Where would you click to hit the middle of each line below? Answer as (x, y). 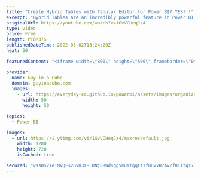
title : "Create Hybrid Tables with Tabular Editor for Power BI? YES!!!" (100, 12)
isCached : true (36, 155)
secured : (17, 165)
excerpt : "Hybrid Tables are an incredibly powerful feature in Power (96, 17)
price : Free (21, 34)
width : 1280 (32, 144)
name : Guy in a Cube (37, 78)
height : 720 (32, 149)
